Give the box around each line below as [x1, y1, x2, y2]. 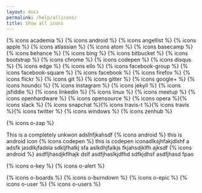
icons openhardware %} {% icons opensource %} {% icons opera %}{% [6, 95, 187, 102]
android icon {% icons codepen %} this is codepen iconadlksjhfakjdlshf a [6, 138, 190, 145]
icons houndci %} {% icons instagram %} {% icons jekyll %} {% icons [6, 82, 181, 89]
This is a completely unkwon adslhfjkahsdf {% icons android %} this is [6, 131, 183, 138]
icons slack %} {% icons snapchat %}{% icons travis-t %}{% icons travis [6, 101, 189, 109]
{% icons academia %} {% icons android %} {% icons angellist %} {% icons [6, 37, 197, 44]
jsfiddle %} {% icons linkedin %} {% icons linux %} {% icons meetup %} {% [6, 89, 196, 96]
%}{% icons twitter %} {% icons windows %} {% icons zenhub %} [6, 107, 173, 115]
